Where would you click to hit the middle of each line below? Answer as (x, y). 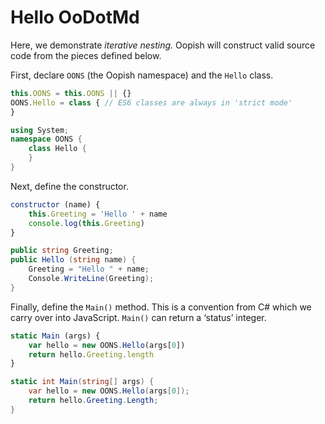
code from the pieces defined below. (86, 55)
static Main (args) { (55, 336)
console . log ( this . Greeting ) (86, 223)
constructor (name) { (55, 204)
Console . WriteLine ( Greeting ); (91, 279)
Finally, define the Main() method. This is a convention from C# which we (161, 307)
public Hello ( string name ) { (73, 260)
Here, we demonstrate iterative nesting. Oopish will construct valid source (163, 45)
